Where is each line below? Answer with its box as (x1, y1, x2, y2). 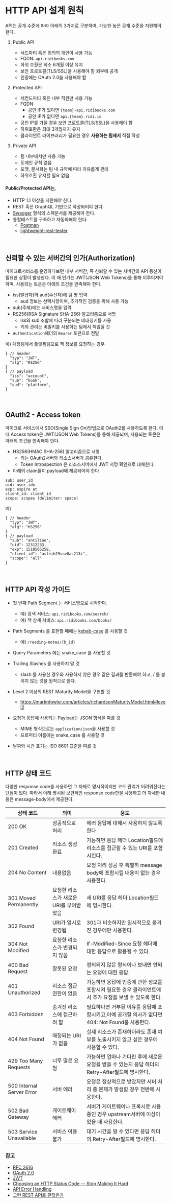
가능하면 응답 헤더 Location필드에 (86, 837, 163, 844)
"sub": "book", (10, 378, 42, 383)
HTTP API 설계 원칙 (5, 5, 84, 16)
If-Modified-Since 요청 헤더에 (86, 940, 158, 948)
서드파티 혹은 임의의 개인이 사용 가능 (20, 50, 93, 56)
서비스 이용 (52, 1128, 77, 1135)
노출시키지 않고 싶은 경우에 (97, 1036, 158, 1043)
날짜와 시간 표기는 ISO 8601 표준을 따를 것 (12, 743, 97, 749)
